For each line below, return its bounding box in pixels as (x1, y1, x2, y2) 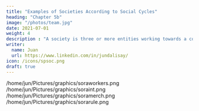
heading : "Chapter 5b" (6, 14, 62, 20)
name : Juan (11, 47, 38, 53)
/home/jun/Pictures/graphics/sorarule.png (6, 99, 109, 106)
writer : (6, 42, 25, 48)
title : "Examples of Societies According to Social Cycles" (6, 8, 158, 15)
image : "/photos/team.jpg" (6, 19, 73, 25)
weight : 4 (6, 31, 31, 37)
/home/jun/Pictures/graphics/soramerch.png (6, 92, 115, 99)
